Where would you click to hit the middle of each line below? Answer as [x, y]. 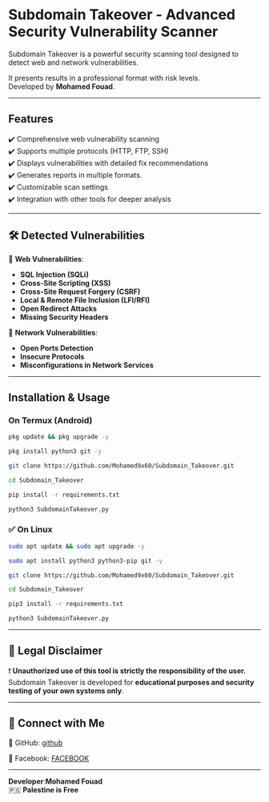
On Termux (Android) [50, 420]
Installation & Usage [59, 397]
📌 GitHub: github [36, 743]
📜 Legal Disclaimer [56, 651]
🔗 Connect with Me [57, 723]
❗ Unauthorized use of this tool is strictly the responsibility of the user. [127, 671]
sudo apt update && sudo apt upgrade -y [77, 546]
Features [31, 119]
